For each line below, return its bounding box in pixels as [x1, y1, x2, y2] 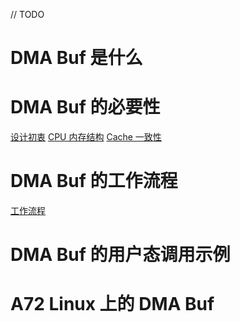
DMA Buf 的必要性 [10, 96, 161, 119]
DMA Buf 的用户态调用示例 [10, 244, 231, 266]
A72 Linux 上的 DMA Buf [10, 293, 215, 316]
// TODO [10, 9, 45, 20]
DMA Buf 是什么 [10, 47, 143, 69]
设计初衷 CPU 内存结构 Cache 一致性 [10, 131, 162, 143]
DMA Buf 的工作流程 [10, 170, 178, 193]
